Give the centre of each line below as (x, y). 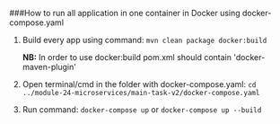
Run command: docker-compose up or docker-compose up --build (142, 110)
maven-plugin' (49, 67)
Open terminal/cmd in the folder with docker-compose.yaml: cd (139, 84)
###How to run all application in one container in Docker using (125, 13)
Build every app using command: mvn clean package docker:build (144, 40)
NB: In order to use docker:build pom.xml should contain (127, 57)
